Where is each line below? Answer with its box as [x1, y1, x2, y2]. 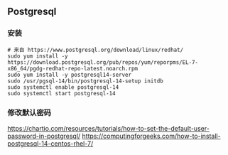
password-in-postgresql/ [7, 132, 81, 140]
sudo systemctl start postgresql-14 [7, 90, 116, 97]
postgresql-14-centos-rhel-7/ [7, 139, 94, 148]
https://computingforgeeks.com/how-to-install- [82, 132, 222, 140]
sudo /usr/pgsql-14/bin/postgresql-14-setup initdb [7, 77, 163, 85]
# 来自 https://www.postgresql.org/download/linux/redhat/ [7, 46, 184, 53]
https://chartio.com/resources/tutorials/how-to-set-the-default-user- [7, 124, 210, 132]
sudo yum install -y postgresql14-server [7, 71, 132, 78]
